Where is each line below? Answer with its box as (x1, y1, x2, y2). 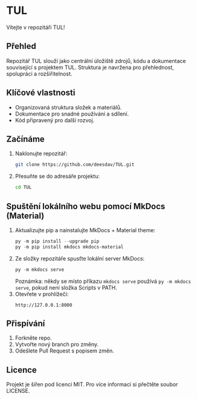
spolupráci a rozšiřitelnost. (6, 70, 73, 77)
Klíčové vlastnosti (6, 88, 76, 98)
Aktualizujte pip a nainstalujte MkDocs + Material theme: (15, 226, 156, 233)
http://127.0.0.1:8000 (15, 302, 73, 308)
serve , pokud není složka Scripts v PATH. (15, 284, 117, 291)
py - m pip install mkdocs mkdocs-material (15, 244, 124, 250)
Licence (6, 365, 37, 375)
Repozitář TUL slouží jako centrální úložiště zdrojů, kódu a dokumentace (6, 57, 186, 64)
